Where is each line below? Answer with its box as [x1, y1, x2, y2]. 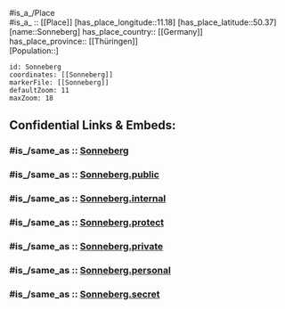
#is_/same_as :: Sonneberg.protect [9, 216, 165, 229]
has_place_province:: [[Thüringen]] [9, 36, 138, 46]
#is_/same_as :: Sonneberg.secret [9, 288, 160, 300]
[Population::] [9, 45, 60, 56]
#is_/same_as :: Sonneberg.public [9, 168, 160, 181]
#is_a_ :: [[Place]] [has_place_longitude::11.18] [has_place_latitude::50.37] [9, 17, 277, 28]
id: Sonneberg [9, 62, 62, 71]
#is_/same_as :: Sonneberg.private [9, 240, 163, 252]
